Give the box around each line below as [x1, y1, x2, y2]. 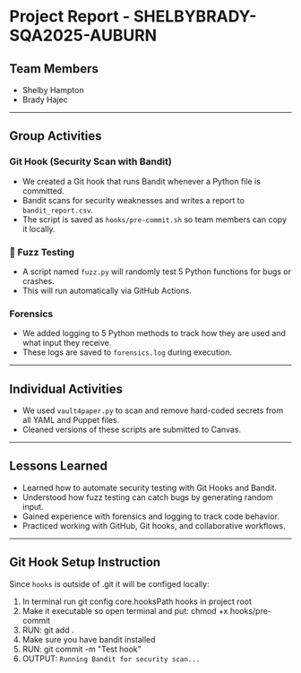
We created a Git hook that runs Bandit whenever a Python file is [21, 176, 262, 186]
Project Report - [9, 6, 131, 27]
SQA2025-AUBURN [9, 25, 158, 46]
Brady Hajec [21, 94, 69, 105]
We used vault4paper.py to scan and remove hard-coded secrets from [21, 405, 284, 416]
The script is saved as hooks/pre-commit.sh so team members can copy [21, 213, 287, 225]
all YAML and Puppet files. [21, 415, 120, 426]
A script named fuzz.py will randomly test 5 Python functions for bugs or [21, 266, 292, 277]
